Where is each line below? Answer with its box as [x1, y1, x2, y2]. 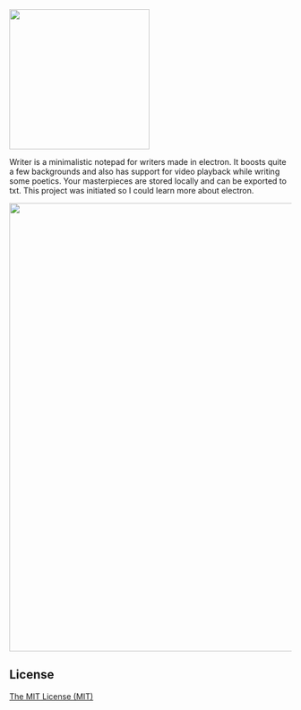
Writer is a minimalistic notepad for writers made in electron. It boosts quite [9, 157, 287, 167]
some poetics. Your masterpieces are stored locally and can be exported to [9, 176, 287, 186]
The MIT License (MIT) [9, 690, 94, 702]
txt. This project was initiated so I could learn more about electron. [9, 186, 254, 195]
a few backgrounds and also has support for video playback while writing [9, 166, 280, 177]
